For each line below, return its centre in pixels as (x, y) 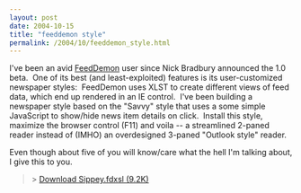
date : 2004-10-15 (42, 26)
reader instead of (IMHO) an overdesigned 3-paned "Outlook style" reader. (148, 135)
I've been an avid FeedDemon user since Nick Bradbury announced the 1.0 (147, 68)
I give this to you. (41, 162)
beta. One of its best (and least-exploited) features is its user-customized (146, 78)
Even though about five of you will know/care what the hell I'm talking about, (151, 153)
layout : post (34, 18)
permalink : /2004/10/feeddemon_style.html (90, 43)
